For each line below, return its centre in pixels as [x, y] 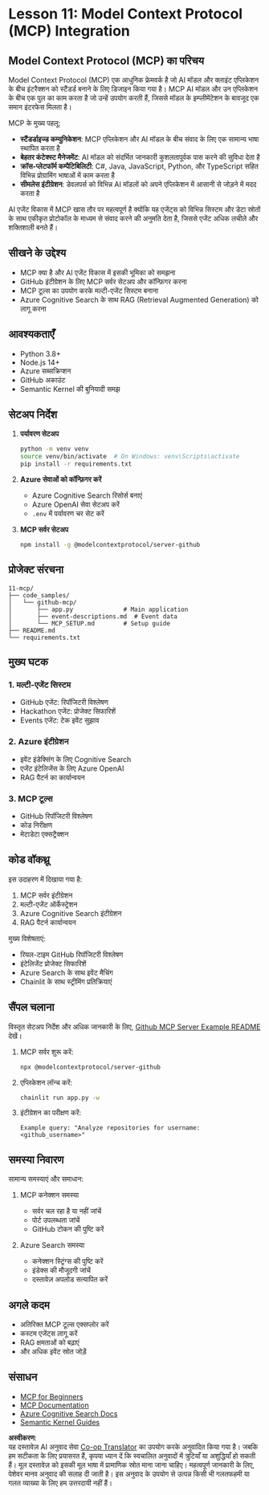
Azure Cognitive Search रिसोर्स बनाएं [87, 495]
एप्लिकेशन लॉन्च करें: [46, 1082]
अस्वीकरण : [23, 1437]
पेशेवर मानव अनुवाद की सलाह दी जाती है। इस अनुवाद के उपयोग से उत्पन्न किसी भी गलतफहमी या [129, 1473]
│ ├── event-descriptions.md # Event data [93, 616]
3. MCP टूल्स [31, 798]
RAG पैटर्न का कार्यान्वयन [53, 777]
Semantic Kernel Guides [60, 1422]
